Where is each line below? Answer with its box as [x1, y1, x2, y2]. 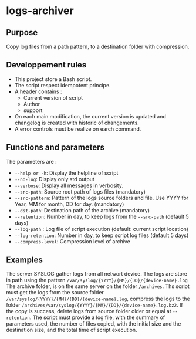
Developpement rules [6, 60, 87, 70]
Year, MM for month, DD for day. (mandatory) [14, 201, 124, 208]
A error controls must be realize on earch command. [14, 125, 141, 133]
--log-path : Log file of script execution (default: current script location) [14, 225, 189, 232]
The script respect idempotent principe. [14, 82, 111, 89]
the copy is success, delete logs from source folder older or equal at [6, 308, 171, 315]
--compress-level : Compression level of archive [14, 238, 130, 245]
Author [23, 100, 40, 107]
